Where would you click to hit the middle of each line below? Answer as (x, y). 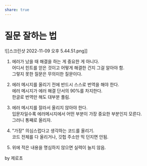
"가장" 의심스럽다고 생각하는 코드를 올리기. (53, 131)
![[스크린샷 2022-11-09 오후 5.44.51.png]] (46, 51)
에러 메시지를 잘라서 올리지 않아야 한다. (50, 107)
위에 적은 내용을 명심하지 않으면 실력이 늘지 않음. (59, 147)
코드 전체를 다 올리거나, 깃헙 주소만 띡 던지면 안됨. (60, 137)
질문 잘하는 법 (31, 36)
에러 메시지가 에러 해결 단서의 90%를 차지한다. (57, 91)
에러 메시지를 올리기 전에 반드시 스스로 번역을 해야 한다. (66, 84)
